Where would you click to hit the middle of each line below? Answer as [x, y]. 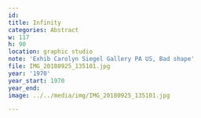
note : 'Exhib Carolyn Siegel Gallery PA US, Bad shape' [101, 59]
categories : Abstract [44, 30]
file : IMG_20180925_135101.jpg [59, 66]
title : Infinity [35, 23]
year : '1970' [29, 73]
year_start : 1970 [37, 80]
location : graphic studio [50, 52]
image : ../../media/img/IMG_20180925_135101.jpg [89, 95]
